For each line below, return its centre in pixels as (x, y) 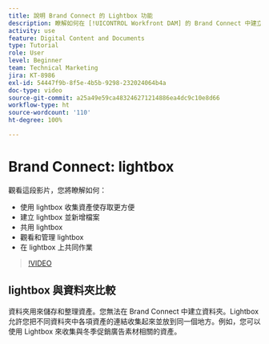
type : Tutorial (34, 46)
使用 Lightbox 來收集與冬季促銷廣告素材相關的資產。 (95, 331)
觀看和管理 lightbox (52, 237)
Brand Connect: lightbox (91, 167)
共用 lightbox (41, 227)
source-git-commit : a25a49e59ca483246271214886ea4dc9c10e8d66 (114, 98)
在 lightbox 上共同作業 (56, 247)
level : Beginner (35, 61)
